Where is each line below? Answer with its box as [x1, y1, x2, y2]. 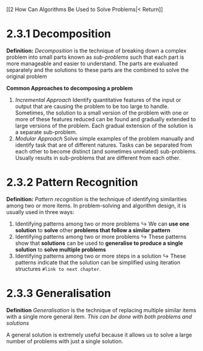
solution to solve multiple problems [15, 246, 106, 253]
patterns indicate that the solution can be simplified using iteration [15, 258, 181, 266]
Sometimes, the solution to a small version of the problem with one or [15, 109, 189, 116]
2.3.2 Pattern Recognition [6, 176, 138, 189]
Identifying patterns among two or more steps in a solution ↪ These [15, 252, 186, 259]
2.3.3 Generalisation [6, 287, 111, 300]
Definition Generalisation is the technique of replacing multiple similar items [6, 306, 197, 313]
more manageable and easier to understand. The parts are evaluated [6, 59, 178, 67]
